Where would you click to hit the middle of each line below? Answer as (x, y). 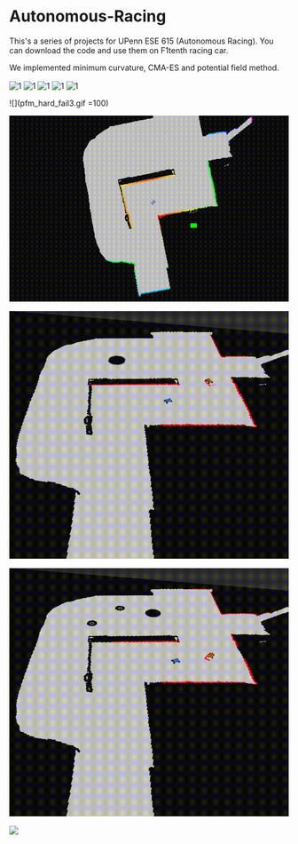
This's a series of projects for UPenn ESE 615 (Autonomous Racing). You (141, 41)
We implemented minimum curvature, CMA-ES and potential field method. (144, 68)
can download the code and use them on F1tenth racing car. (119, 50)
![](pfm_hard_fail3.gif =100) (59, 103)
